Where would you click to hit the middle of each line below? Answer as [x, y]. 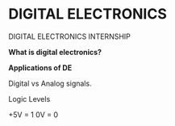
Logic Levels [29, 99]
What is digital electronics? [55, 52]
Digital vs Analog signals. [50, 83]
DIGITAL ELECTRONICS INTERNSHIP [70, 36]
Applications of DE [40, 67]
